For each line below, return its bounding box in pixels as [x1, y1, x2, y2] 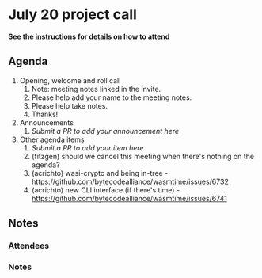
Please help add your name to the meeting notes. [31, 93, 192, 102]
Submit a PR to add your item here [31, 143, 144, 152]
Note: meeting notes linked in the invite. [31, 84, 161, 93]
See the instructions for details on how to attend [8, 32, 170, 41]
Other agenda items [19, 135, 85, 144]
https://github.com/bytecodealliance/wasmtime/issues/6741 [31, 193, 227, 203]
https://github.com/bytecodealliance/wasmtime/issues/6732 [31, 177, 230, 186]
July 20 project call [8, 6, 137, 24]
